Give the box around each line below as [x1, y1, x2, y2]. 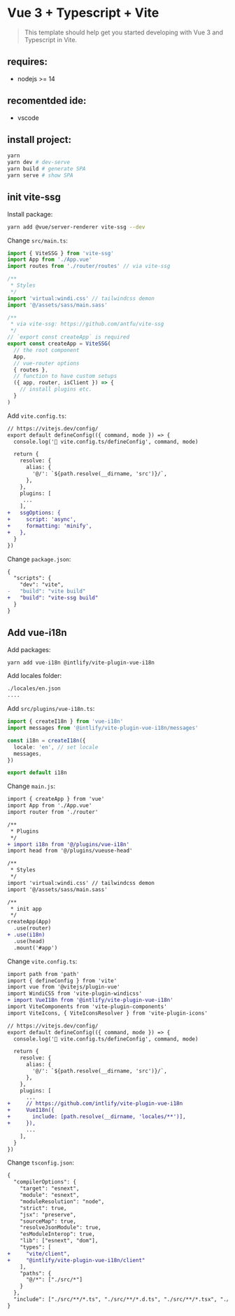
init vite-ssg [7, 191, 62, 203]
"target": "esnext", [20, 1185, 80, 1193]
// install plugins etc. [20, 386, 92, 393]
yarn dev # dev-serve [7, 159, 71, 166]
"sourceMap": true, [20, 1218, 77, 1225]
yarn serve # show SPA [7, 172, 73, 179]
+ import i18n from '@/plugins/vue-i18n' [7, 841, 130, 848]
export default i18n [7, 769, 68, 776]
